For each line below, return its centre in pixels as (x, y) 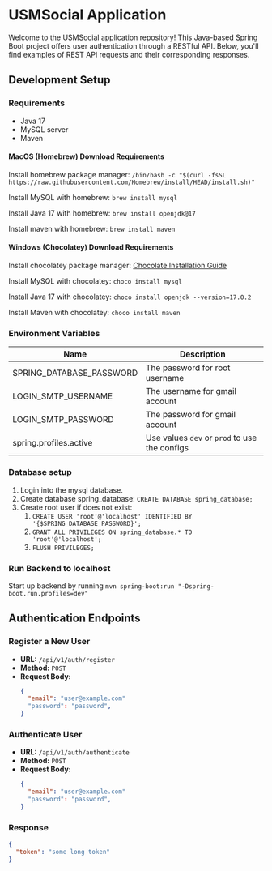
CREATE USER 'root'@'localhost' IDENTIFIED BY (112, 516)
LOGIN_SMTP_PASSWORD (63, 420)
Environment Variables (54, 333)
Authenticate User (45, 735)
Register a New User (49, 642)
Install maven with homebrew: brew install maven (92, 228)
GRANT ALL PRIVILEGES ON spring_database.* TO (112, 532)
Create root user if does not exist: (76, 507)
